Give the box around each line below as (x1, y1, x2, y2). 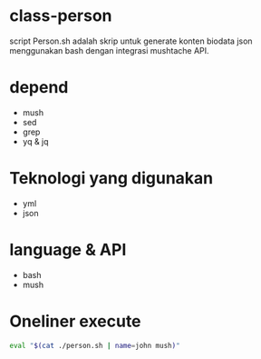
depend (9, 77, 69, 98)
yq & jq (22, 135, 49, 146)
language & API (9, 240, 127, 260)
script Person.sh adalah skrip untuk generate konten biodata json (9, 35, 253, 46)
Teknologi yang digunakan (9, 168, 214, 189)
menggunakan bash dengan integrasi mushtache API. (9, 45, 210, 55)
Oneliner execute (9, 311, 142, 332)
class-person (9, 5, 112, 26)
